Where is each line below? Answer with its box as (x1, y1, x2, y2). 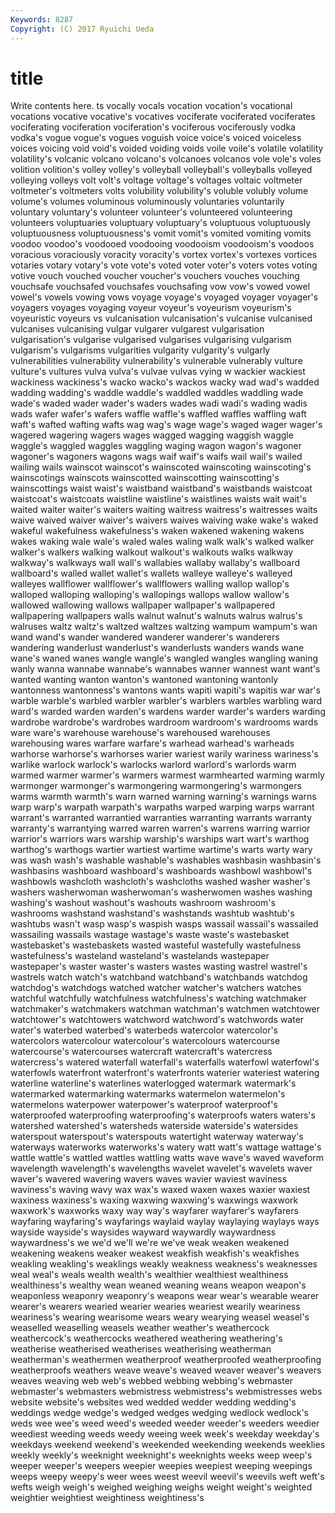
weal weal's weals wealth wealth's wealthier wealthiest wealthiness (10, 1269, 289, 1281)
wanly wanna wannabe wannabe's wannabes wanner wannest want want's (10, 663, 321, 675)
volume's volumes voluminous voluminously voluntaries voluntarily (10, 196, 285, 208)
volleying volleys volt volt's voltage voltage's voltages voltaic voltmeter (10, 174, 303, 186)
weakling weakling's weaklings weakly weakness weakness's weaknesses (10, 1258, 318, 1270)
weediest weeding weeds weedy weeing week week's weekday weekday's (10, 1428, 320, 1440)
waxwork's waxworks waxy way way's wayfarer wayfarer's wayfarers (10, 1205, 299, 1217)
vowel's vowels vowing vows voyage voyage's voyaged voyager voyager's (10, 291, 319, 303)
